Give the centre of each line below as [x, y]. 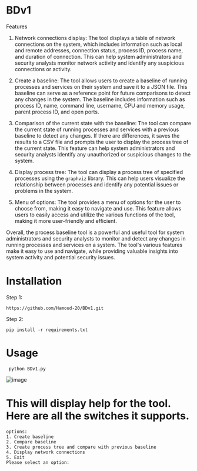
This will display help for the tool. [89, 403]
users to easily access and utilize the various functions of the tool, [95, 215]
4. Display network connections [46, 452]
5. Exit [16, 457]
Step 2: [15, 319]
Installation [34, 281]
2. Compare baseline [31, 442]
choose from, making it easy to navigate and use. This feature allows [98, 208]
